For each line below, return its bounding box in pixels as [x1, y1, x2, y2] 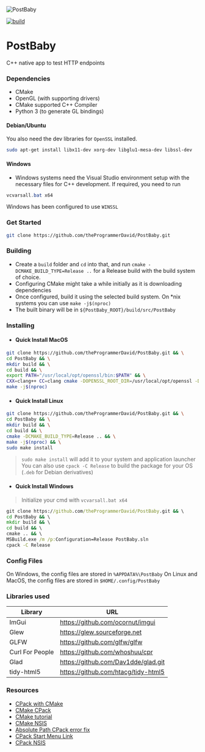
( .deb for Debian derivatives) [21, 469, 93, 476]
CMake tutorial [15, 713, 52, 720]
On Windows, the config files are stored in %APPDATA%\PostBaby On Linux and [6, 571, 198, 578]
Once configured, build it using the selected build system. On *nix [15, 293, 181, 300]
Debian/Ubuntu [6, 121, 46, 129]
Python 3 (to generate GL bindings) [15, 107, 104, 115]
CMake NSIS [15, 719, 48, 726]
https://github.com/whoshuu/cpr [60, 648, 153, 656]
